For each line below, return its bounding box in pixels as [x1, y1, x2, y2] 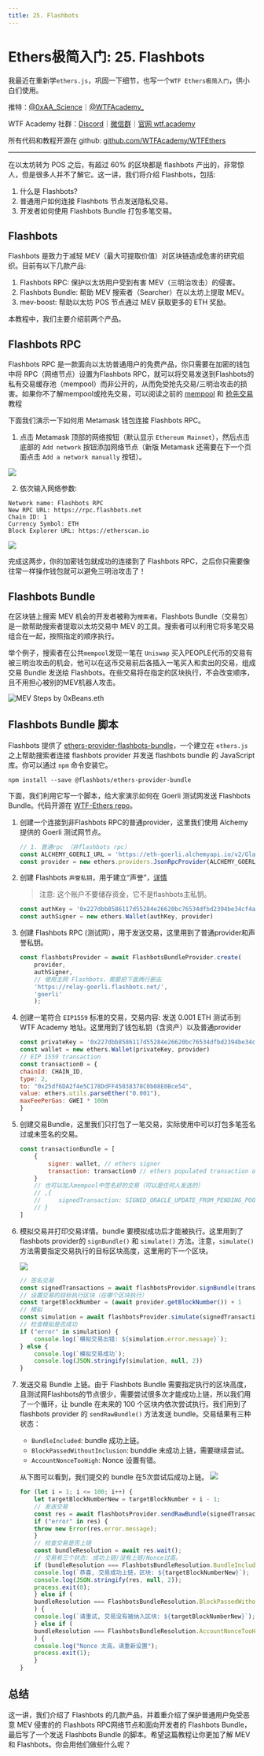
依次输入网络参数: [19, 484, 77, 493]
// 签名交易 [19, 1276, 54, 1285]
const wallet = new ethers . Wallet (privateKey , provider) [19, 1046, 211, 1054]
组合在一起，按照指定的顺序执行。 [8, 631, 119, 641]
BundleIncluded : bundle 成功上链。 [31, 1436, 144, 1445]
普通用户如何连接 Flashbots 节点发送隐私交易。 [19, 196, 173, 206]
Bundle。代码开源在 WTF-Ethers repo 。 [8, 801, 137, 810]
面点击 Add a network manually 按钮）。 [19, 452, 147, 462]
